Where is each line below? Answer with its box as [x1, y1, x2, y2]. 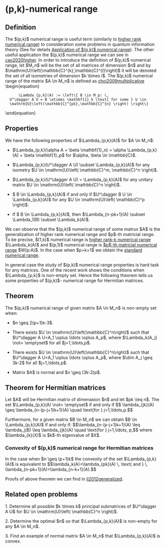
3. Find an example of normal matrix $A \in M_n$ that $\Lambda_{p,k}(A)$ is [5, 533, 161, 539]
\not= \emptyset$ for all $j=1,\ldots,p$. [12, 340, 91, 345]
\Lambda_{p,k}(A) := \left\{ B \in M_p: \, [18, 93, 109, 98]
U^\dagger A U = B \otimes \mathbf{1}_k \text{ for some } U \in [9, 97, 147, 102]
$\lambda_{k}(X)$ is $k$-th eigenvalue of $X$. [5, 432, 101, 438]
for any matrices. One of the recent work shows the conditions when [5, 267, 144, 273]
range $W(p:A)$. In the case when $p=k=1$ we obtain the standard [5, 247, 142, 253]
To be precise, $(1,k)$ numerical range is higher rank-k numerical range [5, 237, 151, 242]
